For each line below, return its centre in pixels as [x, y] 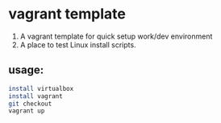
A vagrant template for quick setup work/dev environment [116, 36]
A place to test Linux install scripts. [78, 44]
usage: [26, 70]
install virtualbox [41, 88]
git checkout [30, 104]
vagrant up [27, 111]
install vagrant [35, 96]
